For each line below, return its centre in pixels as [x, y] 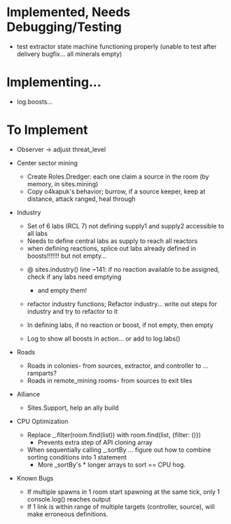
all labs [37, 233]
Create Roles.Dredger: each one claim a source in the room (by [118, 177]
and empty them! [62, 290]
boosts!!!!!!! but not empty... [67, 256]
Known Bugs [35, 478]
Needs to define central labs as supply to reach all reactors [112, 241]
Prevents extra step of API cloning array [95, 442]
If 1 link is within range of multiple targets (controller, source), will [121, 506]
